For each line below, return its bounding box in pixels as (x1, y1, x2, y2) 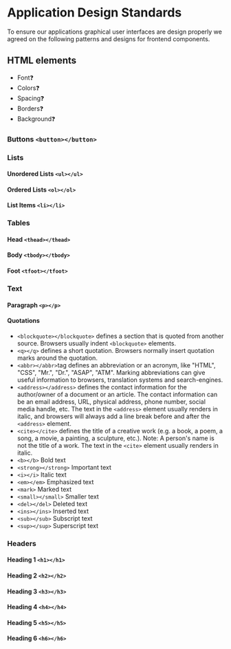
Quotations (7, 317, 40, 325)
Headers (7, 538, 36, 548)
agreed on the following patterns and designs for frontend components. (7, 34, 210, 43)
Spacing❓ (16, 94, 45, 102)
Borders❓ (16, 104, 44, 113)
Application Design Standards (7, 5, 182, 21)
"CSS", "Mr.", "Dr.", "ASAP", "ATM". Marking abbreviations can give (16, 368, 206, 376)
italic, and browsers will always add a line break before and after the (16, 412, 210, 420)
